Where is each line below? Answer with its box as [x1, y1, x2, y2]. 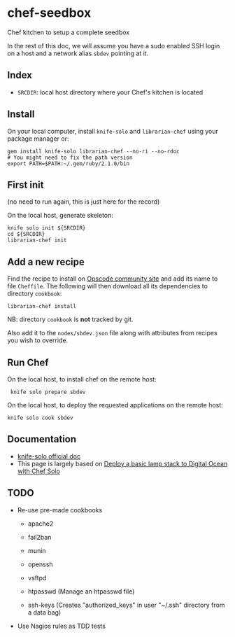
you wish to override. [7, 336, 69, 344]
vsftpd [27, 573, 47, 582]
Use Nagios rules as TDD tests [17, 622, 106, 630]
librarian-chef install [7, 303, 77, 310]
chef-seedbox [7, 5, 92, 21]
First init [7, 178, 44, 190]
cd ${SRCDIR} [7, 231, 45, 238]
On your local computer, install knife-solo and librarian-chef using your [7, 127, 219, 135]
